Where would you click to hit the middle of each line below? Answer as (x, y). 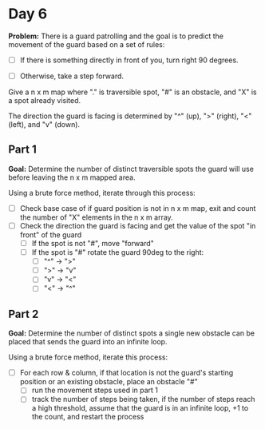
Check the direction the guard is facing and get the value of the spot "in (138, 225)
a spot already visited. (45, 101)
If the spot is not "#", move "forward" (93, 243)
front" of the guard (51, 235)
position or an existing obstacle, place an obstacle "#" (109, 382)
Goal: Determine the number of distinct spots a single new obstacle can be (132, 333)
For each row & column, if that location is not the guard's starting (127, 373)
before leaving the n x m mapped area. (72, 177)
